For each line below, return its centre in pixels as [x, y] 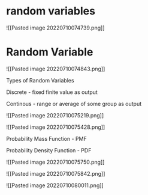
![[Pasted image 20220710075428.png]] [56, 127]
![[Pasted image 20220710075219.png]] [55, 115]
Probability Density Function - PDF [49, 150]
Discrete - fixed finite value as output [52, 92]
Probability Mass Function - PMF [46, 138]
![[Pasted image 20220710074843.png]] [56, 69]
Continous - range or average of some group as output [74, 104]
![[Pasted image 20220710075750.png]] [55, 162]
